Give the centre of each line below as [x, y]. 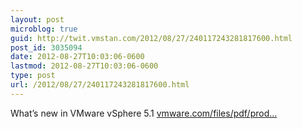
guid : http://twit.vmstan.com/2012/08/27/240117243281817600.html [151, 38]
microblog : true [44, 29]
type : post [33, 76]
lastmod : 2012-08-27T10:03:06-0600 [84, 66]
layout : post [37, 19]
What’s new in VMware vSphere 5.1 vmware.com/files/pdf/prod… [144, 113]
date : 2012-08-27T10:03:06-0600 [77, 57]
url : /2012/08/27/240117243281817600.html [100, 85]
